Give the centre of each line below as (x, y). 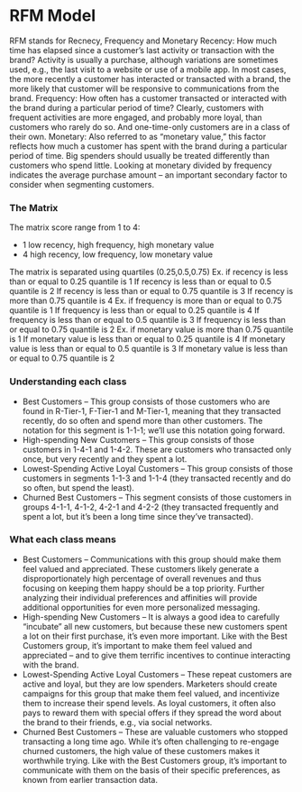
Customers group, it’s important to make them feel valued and (137, 645)
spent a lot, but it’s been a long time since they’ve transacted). (138, 516)
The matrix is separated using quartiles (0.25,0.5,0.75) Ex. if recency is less (149, 272)
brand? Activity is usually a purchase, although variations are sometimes (144, 60)
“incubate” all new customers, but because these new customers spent (155, 626)
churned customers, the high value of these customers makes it (141, 751)
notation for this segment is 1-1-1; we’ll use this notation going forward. (154, 430)
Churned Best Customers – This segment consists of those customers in (157, 497)
